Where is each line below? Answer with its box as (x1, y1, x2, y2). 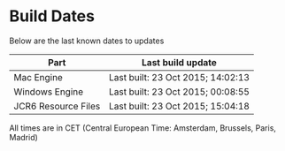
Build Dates (9, 6, 96, 26)
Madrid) (9, 132, 38, 142)
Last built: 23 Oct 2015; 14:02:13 (109, 71, 250, 83)
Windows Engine (13, 86, 84, 98)
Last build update (141, 56, 217, 68)
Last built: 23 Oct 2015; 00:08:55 (109, 86, 250, 98)
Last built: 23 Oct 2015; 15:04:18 (109, 100, 250, 112)
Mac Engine (13, 71, 64, 83)
